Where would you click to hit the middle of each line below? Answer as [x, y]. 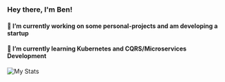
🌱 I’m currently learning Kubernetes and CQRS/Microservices [97, 49]
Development [27, 56]
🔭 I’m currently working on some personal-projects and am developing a [112, 26]
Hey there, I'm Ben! [40, 10]
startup [18, 33]
